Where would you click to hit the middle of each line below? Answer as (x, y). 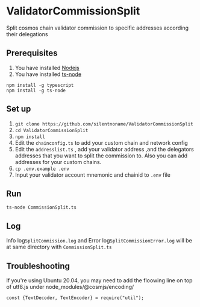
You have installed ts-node (48, 74)
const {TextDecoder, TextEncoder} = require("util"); (75, 298)
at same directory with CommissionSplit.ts (59, 247)
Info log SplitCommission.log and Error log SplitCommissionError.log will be (99, 241)
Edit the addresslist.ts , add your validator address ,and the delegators (104, 149)
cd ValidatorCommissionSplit (52, 130)
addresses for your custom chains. (58, 162)
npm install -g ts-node (36, 90)
